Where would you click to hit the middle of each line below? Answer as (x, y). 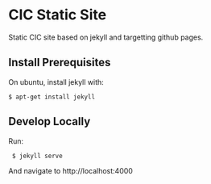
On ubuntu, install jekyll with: (56, 82)
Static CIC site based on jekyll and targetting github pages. (106, 37)
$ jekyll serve (37, 156)
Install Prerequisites (60, 63)
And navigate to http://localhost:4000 (70, 170)
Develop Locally (50, 121)
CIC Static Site (58, 15)
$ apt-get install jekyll (52, 97)
